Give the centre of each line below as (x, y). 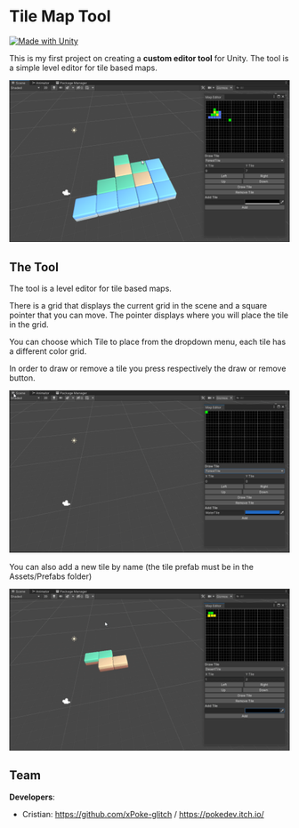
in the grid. (29, 325)
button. (22, 378)
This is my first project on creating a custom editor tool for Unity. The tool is (149, 58)
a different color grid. (48, 351)
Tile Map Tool (60, 16)
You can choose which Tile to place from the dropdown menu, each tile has (148, 342)
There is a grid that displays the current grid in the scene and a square (138, 306)
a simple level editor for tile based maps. (84, 68)
